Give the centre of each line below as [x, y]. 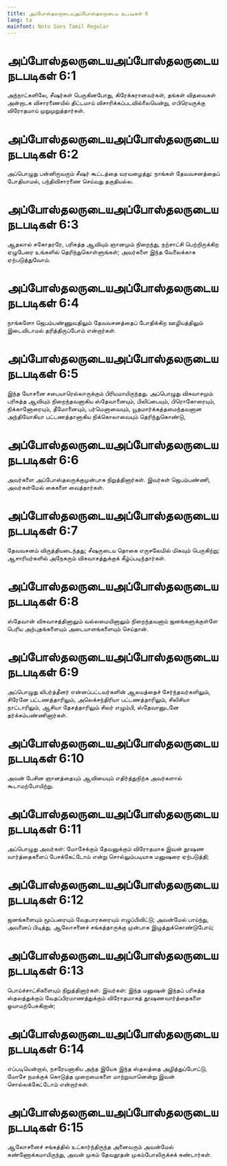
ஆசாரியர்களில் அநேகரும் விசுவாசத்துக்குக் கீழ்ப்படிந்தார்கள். [87, 558]
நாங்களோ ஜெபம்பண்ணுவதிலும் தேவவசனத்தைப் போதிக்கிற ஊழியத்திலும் [105, 323]
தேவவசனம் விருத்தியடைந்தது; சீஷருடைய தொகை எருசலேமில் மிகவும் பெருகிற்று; [113, 550]
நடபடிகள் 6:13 [46, 970]
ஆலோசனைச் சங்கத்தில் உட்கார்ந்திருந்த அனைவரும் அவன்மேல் [90, 1147]
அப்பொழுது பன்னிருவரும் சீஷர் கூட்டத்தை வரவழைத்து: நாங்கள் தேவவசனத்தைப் [113, 174]
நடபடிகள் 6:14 [46, 1049]
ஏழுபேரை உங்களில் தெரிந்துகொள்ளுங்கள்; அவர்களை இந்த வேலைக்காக [101, 252]
